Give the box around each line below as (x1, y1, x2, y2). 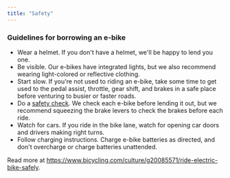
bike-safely (7, 163, 39, 171)
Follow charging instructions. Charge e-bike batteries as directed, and (16, 135, 215, 144)
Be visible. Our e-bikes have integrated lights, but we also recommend (16, 62, 216, 71)
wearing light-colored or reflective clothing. (16, 70, 141, 78)
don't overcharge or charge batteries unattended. (16, 142, 158, 151)
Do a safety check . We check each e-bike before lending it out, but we (16, 99, 218, 107)
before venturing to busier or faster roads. (16, 92, 137, 100)
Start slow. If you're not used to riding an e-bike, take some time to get (16, 77, 217, 86)
